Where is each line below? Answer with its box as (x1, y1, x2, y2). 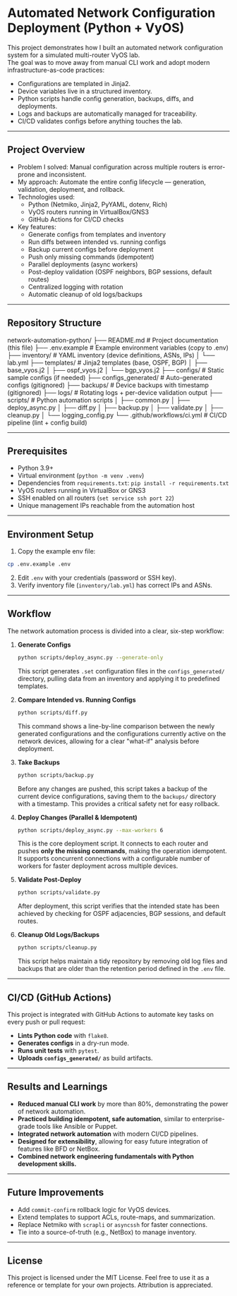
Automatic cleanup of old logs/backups (28, 290, 143, 298)
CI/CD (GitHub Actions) (7, 991, 111, 1003)
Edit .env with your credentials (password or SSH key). (17, 573, 176, 582)
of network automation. (17, 1107, 86, 1115)
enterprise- (191, 1114, 225, 1123)
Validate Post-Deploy (17, 876, 82, 884)
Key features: (17, 222, 56, 231)
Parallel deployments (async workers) (28, 259, 138, 269)
